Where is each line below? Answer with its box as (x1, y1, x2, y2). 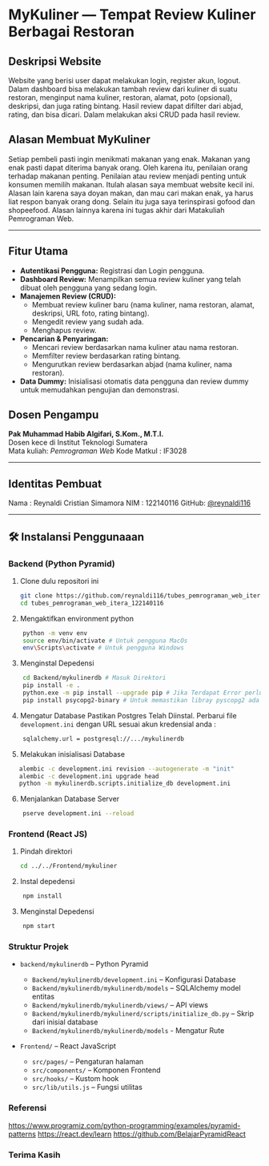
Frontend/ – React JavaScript (19, 1041, 116, 1051)
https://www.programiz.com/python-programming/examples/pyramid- (8, 1120, 241, 1130)
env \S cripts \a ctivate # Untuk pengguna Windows (22, 644, 184, 652)
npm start (22, 923, 56, 931)
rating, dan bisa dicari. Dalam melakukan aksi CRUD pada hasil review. (8, 110, 240, 119)
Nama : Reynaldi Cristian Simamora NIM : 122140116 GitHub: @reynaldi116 (8, 498, 251, 508)
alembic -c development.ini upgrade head (18, 772, 159, 780)
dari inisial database (31, 1017, 98, 1027)
